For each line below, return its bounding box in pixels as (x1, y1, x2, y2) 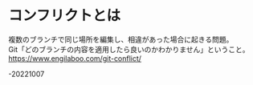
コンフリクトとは (8, 6, 121, 25)
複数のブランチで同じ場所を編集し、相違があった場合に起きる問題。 (8, 34, 234, 44)
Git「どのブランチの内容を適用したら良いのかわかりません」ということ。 (8, 44, 250, 54)
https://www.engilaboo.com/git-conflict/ (8, 53, 142, 63)
